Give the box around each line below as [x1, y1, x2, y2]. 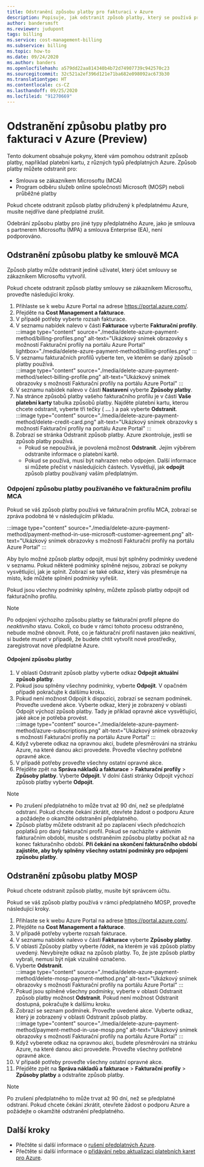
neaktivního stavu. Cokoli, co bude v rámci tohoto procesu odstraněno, [7, 622, 184, 630]
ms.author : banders [7, 59, 56, 65]
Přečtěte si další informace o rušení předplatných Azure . [15, 1141, 156, 1148]
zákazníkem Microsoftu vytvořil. [7, 272, 87, 280]
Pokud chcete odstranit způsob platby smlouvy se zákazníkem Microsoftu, [7, 284, 193, 291]
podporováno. [7, 232, 42, 240]
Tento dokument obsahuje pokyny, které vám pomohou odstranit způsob [7, 152, 188, 159]
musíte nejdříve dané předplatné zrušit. [7, 208, 105, 215]
